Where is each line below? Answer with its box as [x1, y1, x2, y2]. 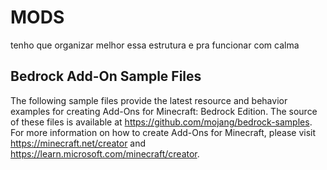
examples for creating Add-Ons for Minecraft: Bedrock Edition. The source [10, 105, 318, 117]
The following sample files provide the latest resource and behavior [10, 94, 288, 106]
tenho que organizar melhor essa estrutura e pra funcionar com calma [10, 39, 300, 51]
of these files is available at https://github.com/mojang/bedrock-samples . [10, 116, 313, 128]
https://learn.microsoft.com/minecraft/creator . [10, 147, 200, 160]
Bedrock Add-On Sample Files [10, 68, 202, 85]
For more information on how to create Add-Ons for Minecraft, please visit [10, 126, 317, 138]
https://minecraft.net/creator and [10, 137, 147, 149]
